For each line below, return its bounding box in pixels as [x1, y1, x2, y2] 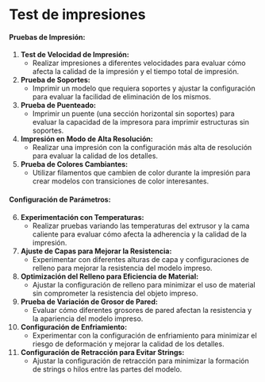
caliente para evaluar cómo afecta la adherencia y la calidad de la [32, 229, 247, 239]
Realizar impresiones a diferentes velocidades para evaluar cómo [32, 58, 247, 68]
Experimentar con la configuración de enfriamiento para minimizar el [32, 330, 257, 340]
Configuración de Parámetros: [9, 195, 111, 204]
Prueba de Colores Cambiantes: [20, 160, 129, 169]
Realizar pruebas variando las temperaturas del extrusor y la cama [32, 221, 250, 230]
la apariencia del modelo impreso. [32, 314, 144, 323]
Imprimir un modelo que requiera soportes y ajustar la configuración [32, 83, 256, 93]
